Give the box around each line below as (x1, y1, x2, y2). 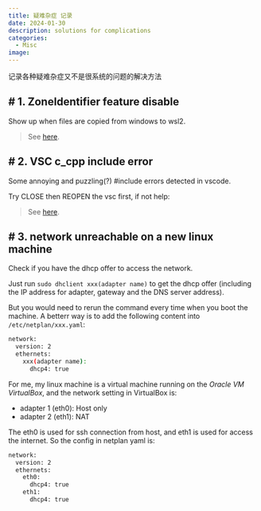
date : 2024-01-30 (8, 19, 66, 27)
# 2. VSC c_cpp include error (8, 155, 154, 168)
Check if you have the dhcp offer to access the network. (8, 264, 193, 273)
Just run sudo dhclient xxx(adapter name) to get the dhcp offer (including (8, 279, 252, 289)
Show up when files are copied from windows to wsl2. (8, 116, 186, 126)
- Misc (15, 41, 37, 49)
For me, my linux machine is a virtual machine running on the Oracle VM (8, 379, 245, 389)
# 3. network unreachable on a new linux (8, 230, 214, 244)
